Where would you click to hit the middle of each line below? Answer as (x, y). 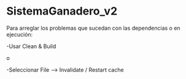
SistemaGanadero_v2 (62, 11)
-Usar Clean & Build (31, 46)
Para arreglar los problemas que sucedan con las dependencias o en (93, 28)
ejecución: (20, 34)
